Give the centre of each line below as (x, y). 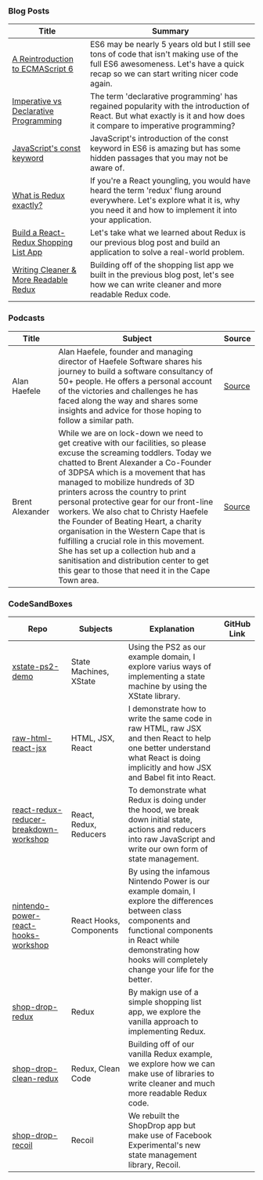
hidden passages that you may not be (159, 158)
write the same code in (170, 718)
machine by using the (168, 686)
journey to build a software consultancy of (136, 371)
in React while (154, 940)
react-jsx (29, 748)
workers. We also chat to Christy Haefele (133, 512)
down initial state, (160, 819)
